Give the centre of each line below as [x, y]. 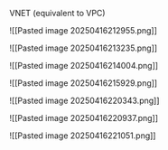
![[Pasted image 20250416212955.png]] [84, 30]
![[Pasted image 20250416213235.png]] [84, 48]
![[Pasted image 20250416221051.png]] [83, 136]
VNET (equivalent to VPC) [57, 13]
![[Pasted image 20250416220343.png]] [84, 100]
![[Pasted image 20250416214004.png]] [84, 66]
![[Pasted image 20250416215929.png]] [84, 83]
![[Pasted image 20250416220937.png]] [84, 118]
